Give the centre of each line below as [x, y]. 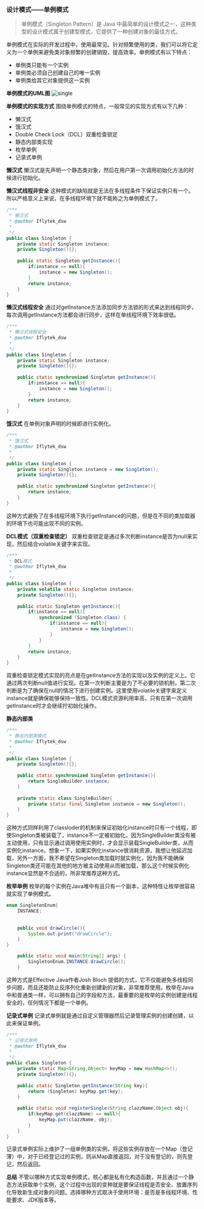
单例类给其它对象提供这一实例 [52, 80]
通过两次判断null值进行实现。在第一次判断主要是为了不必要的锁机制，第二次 [101, 683]
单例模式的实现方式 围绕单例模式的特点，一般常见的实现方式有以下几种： [97, 106]
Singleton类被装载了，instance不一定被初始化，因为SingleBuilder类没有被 [104, 835]
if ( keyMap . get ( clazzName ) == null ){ [74, 1114]
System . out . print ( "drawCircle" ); [70, 934]
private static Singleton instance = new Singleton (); [88, 469]
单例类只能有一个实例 [42, 65]
